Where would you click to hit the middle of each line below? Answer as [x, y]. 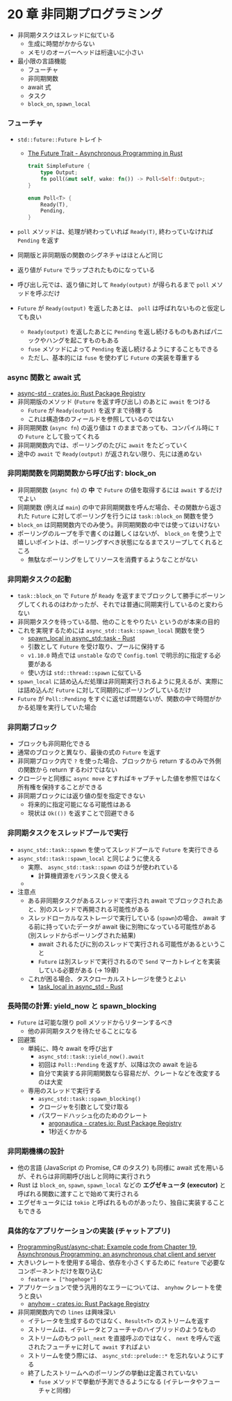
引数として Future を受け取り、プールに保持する [96, 647]
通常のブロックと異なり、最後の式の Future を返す [89, 752]
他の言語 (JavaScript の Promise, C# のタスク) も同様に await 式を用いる [121, 1168]
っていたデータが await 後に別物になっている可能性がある [134, 926]
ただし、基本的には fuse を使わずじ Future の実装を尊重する [114, 358]
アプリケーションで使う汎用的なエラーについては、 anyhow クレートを [116, 1287]
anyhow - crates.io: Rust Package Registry [89, 1304]
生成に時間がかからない [61, 43]
